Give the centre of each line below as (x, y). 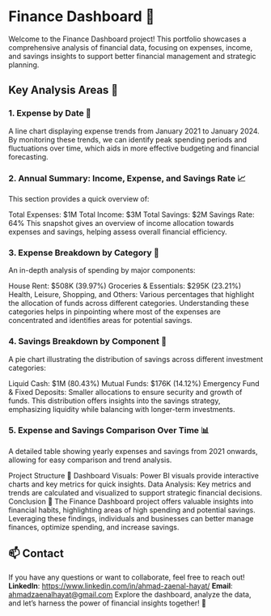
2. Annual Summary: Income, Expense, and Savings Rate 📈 (127, 178)
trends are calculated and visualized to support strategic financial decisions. (135, 492)
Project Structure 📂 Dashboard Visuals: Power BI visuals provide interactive (133, 475)
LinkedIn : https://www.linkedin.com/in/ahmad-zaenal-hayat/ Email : (121, 585)
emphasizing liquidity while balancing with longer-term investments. (122, 409)
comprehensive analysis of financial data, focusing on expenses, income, (131, 47)
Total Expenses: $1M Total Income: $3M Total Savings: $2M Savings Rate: (131, 215)
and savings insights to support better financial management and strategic (132, 56)
